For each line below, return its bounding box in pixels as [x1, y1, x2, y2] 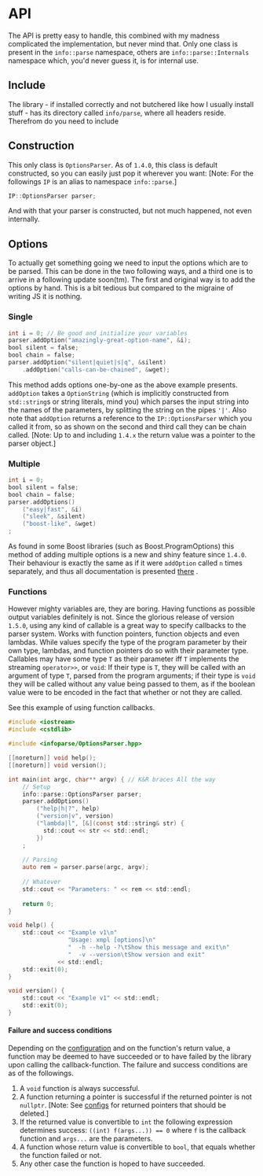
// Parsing [22, 856, 58, 864]
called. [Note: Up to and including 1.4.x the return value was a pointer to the [8, 430, 256, 439]
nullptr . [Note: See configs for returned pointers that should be [19, 1100, 226, 1110]
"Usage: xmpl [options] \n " [68, 936, 156, 945]
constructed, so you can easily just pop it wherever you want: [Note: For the [8, 168, 254, 178]
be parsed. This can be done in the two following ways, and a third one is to [8, 267, 254, 276]
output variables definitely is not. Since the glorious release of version [8, 612, 235, 622]
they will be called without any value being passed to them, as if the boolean [8, 679, 256, 689]
